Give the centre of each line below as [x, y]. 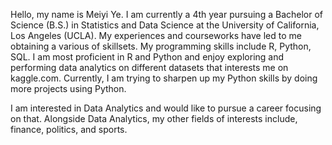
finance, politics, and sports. [69, 129]
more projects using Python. [68, 88]
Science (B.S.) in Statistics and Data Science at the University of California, [165, 25]
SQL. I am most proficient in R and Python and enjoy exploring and [147, 57]
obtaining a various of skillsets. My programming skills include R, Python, [161, 46]
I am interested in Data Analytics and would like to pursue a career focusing [166, 108]
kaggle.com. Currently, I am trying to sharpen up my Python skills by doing [164, 78]
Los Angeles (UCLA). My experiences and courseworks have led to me [156, 35]
